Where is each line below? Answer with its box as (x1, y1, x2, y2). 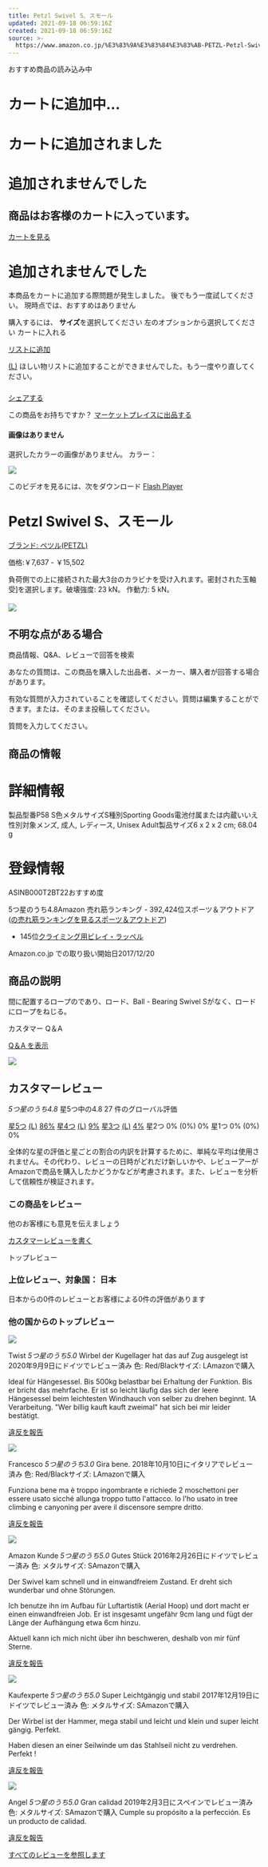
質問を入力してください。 (8, 721, 93, 731)
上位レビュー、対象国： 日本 (8, 1274, 117, 1285)
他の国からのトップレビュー (8, 1316, 115, 1327)
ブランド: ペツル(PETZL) (8, 540, 89, 550)
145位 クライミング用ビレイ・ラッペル (19, 931, 144, 941)
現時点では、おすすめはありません (23, 301, 136, 310)
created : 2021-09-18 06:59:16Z (8, 26, 112, 34)
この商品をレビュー (8, 1199, 82, 1210)
